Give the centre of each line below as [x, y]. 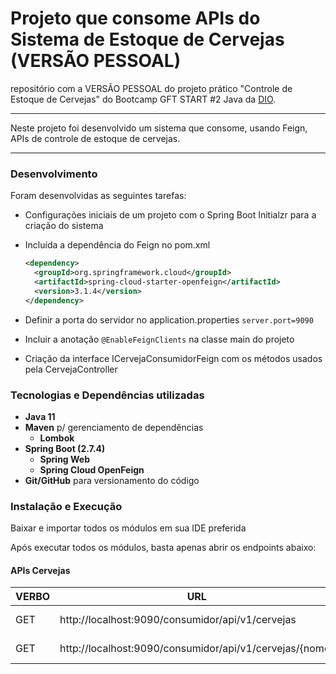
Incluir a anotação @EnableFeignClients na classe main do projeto [159, 339]
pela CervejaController [71, 369]
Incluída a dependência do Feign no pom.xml [117, 245]
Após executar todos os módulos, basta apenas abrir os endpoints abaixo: [163, 548]
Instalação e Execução [66, 506]
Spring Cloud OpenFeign [92, 469]
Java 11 [40, 416]
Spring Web [65, 459]
